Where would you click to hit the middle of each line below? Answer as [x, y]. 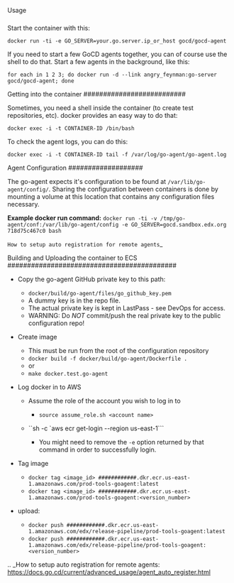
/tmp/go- [173, 219]
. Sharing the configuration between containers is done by [133, 189]
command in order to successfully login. [97, 449]
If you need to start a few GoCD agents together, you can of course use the [117, 54]
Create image [38, 337]
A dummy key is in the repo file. [74, 300]
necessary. [24, 205]
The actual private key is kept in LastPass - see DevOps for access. [127, 308]
